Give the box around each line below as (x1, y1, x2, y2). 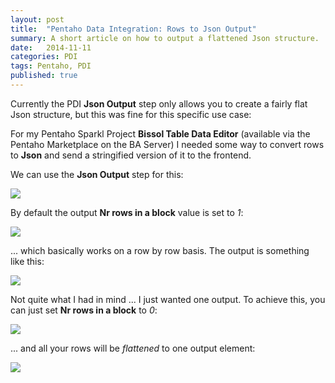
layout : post (10, 14, 65, 25)
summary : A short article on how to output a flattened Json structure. (10, 33, 320, 43)
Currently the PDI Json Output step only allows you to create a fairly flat (10, 97, 308, 110)
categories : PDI (10, 52, 78, 62)
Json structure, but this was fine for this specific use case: (10, 108, 252, 120)
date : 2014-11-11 (10, 42, 92, 53)
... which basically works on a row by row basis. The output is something (10, 244, 310, 256)
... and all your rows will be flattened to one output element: (10, 342, 256, 354)
